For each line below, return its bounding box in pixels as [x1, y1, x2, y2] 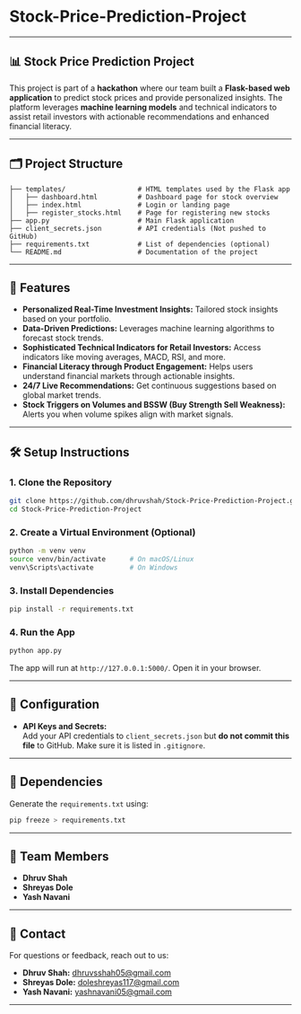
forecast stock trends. [21, 332, 104, 343]
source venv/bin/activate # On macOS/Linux [9, 554, 194, 563]
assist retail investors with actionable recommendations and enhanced [9, 110, 270, 122]
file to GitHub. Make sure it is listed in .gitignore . [21, 739, 206, 751]
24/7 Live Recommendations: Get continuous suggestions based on [21, 380, 277, 392]
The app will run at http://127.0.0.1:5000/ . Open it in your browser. [9, 663, 262, 674]
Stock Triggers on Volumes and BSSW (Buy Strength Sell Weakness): [21, 400, 286, 410]
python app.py [9, 647, 63, 656]
